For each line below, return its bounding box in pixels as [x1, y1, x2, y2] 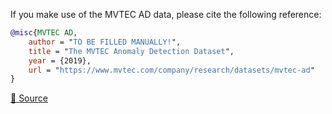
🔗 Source [10, 92, 48, 104]
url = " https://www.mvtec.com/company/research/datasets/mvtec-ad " [28, 65, 315, 75]
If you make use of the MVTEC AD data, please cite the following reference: [10, 9, 322, 20]
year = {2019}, [28, 55, 92, 66]
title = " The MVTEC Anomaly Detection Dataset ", [28, 46, 235, 56]
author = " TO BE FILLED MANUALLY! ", [28, 37, 182, 47]
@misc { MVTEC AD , [10, 28, 78, 38]
